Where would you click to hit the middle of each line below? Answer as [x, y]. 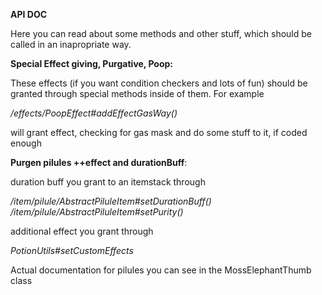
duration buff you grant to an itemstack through [108, 182]
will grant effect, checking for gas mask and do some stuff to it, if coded [159, 132]
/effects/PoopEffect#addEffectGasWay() [94, 113]
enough [26, 143]
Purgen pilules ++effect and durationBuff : [99, 162]
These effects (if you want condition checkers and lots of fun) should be [159, 83]
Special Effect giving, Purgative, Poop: [92, 63]
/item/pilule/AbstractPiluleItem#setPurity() [97, 212]
